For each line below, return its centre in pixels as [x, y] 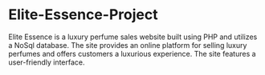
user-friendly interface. [47, 62]
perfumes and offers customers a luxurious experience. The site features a [132, 53]
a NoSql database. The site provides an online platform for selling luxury [128, 45]
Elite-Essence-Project [83, 15]
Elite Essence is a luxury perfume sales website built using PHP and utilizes [133, 37]
